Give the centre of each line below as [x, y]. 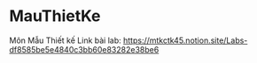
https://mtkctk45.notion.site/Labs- [185, 40]
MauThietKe [55, 16]
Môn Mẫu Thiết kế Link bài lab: [65, 40]
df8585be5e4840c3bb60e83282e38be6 [84, 49]
